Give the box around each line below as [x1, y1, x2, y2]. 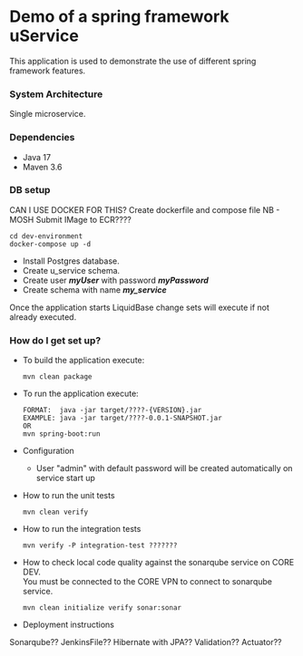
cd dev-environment [9, 231, 83, 241]
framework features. [9, 65, 86, 76]
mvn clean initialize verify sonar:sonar [22, 603, 181, 613]
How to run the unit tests [22, 490, 115, 501]
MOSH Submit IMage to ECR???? [9, 214, 132, 225]
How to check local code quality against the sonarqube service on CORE [22, 557, 295, 568]
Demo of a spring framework [9, 6, 230, 27]
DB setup [9, 184, 51, 197]
